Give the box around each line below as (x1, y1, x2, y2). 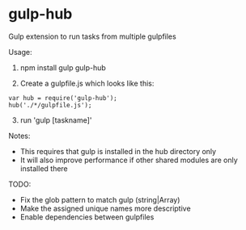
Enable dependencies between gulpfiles (19, 211, 155, 222)
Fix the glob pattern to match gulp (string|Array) (19, 194, 180, 204)
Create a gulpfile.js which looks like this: (19, 78, 155, 88)
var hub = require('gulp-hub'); (8, 94, 117, 102)
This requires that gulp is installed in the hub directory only (19, 146, 217, 156)
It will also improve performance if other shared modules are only (19, 155, 239, 165)
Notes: (8, 131, 31, 140)
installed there (19, 163, 69, 174)
